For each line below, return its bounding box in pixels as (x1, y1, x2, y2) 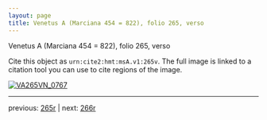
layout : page (8, 11, 52, 20)
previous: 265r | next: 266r (8, 103, 96, 112)
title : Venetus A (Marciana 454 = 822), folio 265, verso (8, 19, 204, 27)
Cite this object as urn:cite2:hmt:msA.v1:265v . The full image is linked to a (8, 56, 252, 66)
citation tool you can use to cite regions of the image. (8, 64, 183, 74)
